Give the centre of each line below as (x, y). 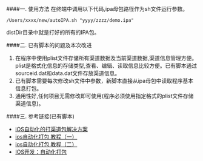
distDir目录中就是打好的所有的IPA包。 (53, 32)
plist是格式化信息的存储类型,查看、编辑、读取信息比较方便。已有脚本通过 (106, 66)
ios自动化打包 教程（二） (46, 144)
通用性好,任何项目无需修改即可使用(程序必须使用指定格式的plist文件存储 (104, 96)
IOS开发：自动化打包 (41, 152)
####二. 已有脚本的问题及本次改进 (49, 45)
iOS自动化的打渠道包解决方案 (51, 129)
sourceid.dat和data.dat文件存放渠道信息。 (68, 73)
